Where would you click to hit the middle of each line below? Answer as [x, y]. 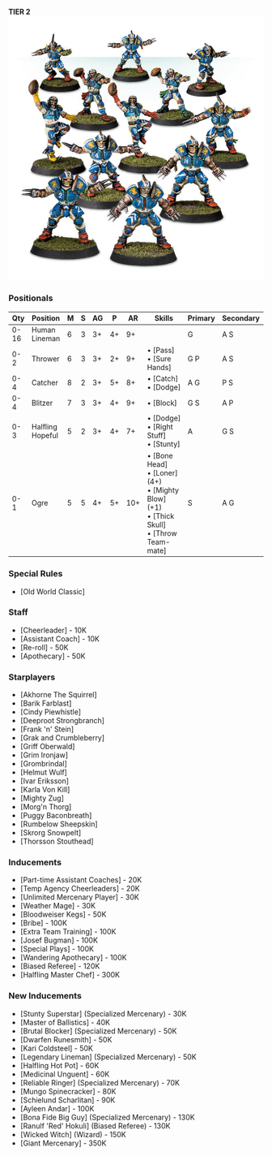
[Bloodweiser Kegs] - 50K [63, 914]
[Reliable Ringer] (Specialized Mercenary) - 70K [100, 1082]
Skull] [157, 524]
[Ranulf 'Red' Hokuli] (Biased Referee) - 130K [95, 1126]
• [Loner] [162, 472]
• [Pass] [161, 350]
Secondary [241, 318]
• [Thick [161, 515]
